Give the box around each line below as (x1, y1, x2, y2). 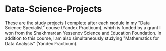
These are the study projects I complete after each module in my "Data (5, 20, 150, 25)
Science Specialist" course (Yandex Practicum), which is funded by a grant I (5, 25, 161, 30)
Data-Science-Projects (5, 3, 102, 15)
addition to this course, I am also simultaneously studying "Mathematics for (5, 35, 159, 41)
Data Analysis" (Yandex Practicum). (5, 40, 78, 46)
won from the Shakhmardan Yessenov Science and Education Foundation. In (5, 30, 162, 36)
